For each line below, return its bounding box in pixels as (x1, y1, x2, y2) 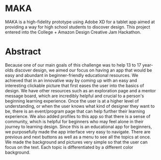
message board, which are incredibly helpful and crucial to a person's (5, 93, 144, 99)
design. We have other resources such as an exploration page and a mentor (5, 87, 156, 93)
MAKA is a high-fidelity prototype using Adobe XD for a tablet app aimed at (5, 19, 155, 25)
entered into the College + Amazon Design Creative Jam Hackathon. (5, 29, 141, 35)
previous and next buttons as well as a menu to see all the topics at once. (5, 134, 151, 140)
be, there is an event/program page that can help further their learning (5, 108, 145, 114)
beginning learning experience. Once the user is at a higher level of (5, 98, 139, 104)
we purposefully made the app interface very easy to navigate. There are (5, 129, 151, 134)
